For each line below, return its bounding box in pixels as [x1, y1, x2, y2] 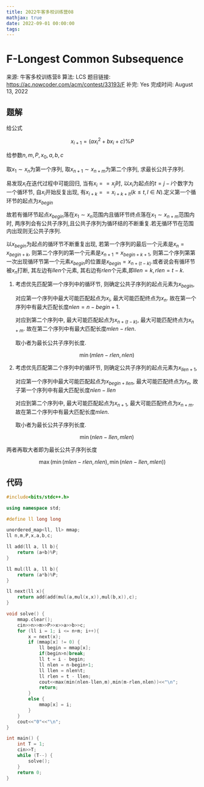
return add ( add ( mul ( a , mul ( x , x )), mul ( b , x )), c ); [17, 594, 138, 600]
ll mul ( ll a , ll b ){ [6, 566, 59, 572]
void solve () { [6, 611, 45, 617]
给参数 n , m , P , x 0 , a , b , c [6, 151, 64, 161]
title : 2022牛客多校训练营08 [6, 9, 74, 15]
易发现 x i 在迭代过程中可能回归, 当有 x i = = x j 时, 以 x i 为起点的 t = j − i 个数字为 [6, 180, 194, 188]
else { [28, 696, 45, 702]
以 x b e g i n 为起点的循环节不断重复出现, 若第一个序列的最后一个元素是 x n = [6, 241, 185, 249]
